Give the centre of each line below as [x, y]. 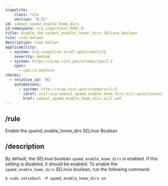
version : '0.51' [31, 19]
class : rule [26, 15]
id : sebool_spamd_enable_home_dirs [42, 24]
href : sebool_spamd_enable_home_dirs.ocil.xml [72, 98]
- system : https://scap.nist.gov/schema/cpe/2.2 [61, 61]
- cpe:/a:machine [36, 71]
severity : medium [32, 56]
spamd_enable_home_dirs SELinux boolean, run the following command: [78, 169]
